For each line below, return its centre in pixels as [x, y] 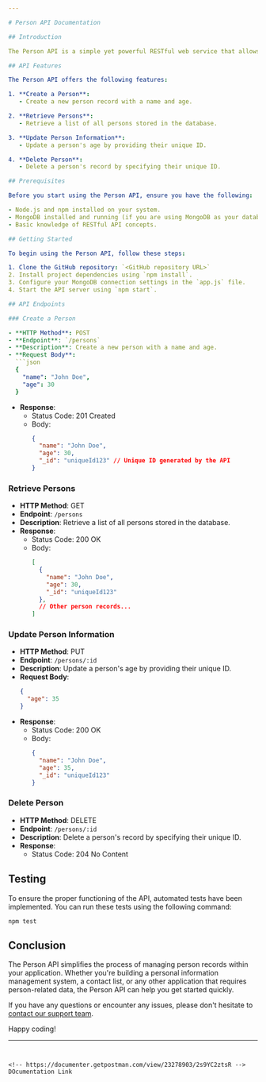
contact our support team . [51, 1014]
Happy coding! [32, 1029]
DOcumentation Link [40, 1072]
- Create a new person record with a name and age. [106, 102]
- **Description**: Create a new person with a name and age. [113, 348]
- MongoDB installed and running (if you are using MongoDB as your [123, 217]
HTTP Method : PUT [52, 651]
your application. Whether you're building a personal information [114, 973]
